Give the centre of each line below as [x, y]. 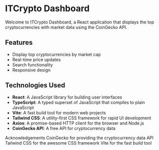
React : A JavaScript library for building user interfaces [67, 97]
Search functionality [32, 64]
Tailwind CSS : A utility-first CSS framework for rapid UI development [82, 118]
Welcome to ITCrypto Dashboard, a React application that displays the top [80, 22]
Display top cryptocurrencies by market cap [57, 54]
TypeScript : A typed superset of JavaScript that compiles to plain [79, 102]
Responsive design [31, 70]
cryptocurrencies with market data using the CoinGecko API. [66, 27]
